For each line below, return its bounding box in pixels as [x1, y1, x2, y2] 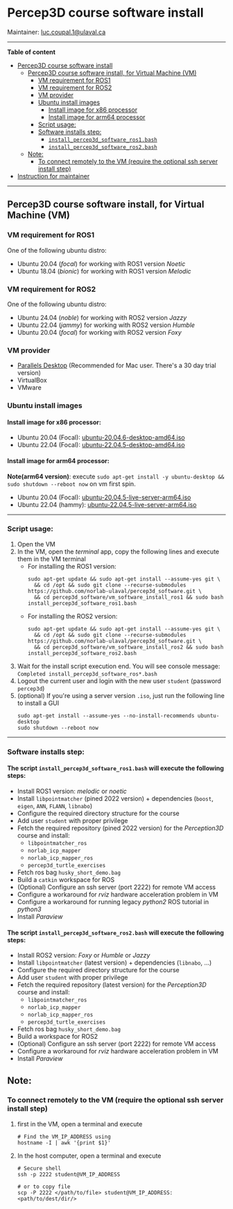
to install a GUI [17, 699, 60, 707]
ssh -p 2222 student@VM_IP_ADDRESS [17, 1171, 121, 1178]
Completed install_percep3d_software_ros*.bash [17, 670, 157, 678]
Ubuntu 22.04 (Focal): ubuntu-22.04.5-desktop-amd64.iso [17, 441, 185, 449]
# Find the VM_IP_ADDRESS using [17, 1133, 111, 1140]
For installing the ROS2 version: [27, 612, 118, 620]
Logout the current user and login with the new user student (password [17, 676, 222, 685]
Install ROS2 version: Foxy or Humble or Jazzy [17, 951, 150, 960]
